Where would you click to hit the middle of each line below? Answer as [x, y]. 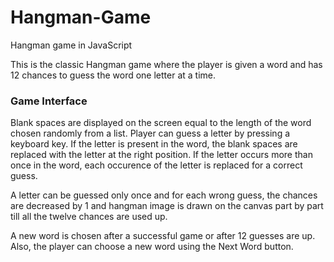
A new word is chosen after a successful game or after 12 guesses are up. [163, 236]
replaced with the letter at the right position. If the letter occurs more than [161, 155]
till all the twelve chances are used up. [89, 217]
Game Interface [49, 101]
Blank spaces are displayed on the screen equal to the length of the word [161, 123]
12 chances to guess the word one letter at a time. [113, 75]
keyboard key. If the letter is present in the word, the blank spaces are [154, 144]
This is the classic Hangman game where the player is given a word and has [166, 64]
